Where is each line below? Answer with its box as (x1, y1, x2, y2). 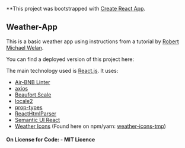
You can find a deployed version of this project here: (6, 56, 135, 63)
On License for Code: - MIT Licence (6, 136, 95, 143)
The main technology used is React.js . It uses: (6, 67, 119, 74)
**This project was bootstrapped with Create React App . (6, 5, 146, 12)
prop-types (14, 104, 43, 111)
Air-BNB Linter (14, 78, 50, 85)
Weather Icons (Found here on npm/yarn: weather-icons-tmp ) (14, 123, 166, 130)
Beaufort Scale (14, 91, 52, 98)
